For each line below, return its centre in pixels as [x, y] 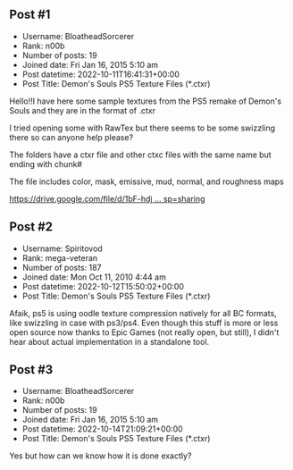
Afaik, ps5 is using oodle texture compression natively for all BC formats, [143, 313]
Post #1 [30, 15]
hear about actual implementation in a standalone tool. [109, 341]
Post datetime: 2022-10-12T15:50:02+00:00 [103, 286]
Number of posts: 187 [62, 267]
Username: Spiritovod [62, 248]
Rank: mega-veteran [60, 257]
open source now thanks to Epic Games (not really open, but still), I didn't [144, 332]
